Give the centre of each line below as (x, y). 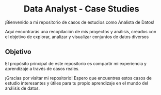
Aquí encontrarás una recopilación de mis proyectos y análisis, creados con (81, 31)
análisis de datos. (23, 88)
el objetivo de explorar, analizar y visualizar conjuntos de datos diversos (77, 37)
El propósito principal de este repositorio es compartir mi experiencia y (76, 63)
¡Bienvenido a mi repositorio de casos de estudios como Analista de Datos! (80, 22)
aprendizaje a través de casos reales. (42, 68)
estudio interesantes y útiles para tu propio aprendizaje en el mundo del (77, 83)
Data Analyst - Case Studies (81, 9)
